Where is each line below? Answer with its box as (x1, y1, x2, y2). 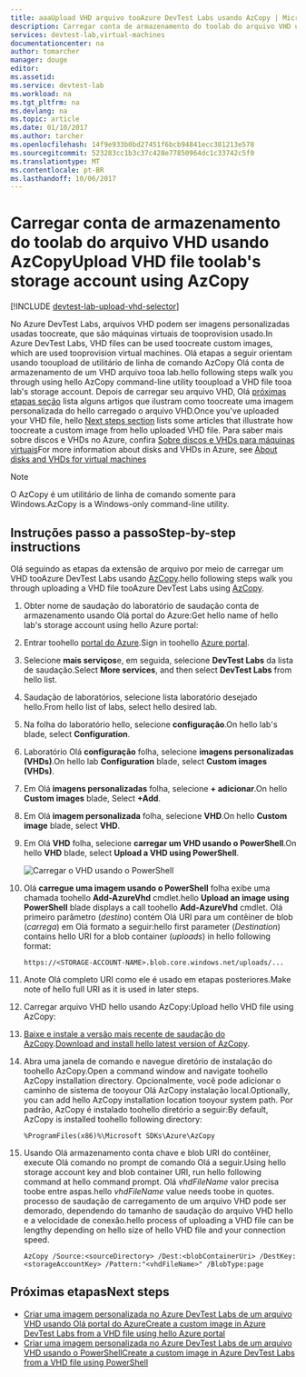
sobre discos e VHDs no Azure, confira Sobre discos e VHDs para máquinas (10, 434, 296, 445)
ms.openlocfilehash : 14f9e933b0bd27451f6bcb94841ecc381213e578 (10, 140, 255, 149)
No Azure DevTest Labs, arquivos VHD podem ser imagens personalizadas (10, 319, 291, 330)
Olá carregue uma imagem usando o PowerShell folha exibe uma (23, 883, 271, 893)
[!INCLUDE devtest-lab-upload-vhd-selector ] (10, 301, 180, 312)
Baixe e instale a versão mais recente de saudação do (23, 1029, 226, 1039)
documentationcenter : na (10, 38, 104, 48)
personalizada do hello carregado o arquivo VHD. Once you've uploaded (10, 405, 280, 416)
